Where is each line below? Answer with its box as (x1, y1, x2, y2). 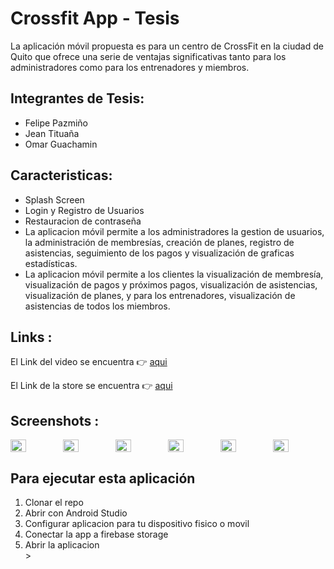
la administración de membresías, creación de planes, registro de (24, 236, 295, 248)
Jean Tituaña (24, 127, 80, 139)
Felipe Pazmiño (24, 117, 88, 129)
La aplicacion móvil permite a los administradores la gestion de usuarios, (24, 225, 325, 237)
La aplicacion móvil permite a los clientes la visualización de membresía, (24, 268, 324, 280)
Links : (10, 328, 53, 346)
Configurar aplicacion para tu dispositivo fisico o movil (24, 518, 250, 529)
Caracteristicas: (10, 167, 113, 184)
